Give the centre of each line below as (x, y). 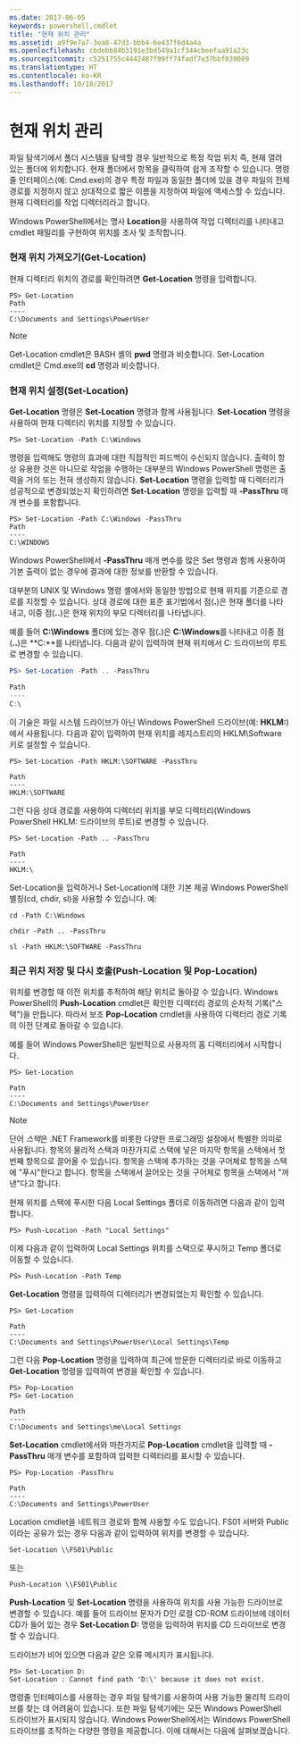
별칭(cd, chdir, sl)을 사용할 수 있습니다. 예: (83, 898)
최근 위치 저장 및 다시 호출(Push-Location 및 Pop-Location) (133, 970)
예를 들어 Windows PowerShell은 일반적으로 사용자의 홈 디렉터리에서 (130, 1044)
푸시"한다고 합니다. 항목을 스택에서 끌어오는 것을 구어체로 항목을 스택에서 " (152, 1172)
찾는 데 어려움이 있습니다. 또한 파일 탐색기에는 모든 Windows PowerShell (154, 1708)
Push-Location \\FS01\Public (63, 1584)
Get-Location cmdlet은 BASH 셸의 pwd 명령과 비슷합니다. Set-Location (137, 354)
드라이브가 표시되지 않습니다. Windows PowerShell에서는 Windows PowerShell (150, 1719)
